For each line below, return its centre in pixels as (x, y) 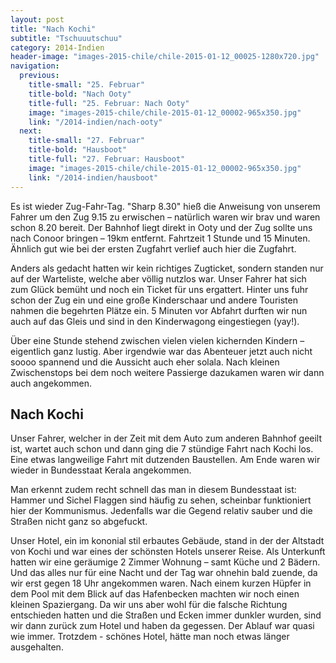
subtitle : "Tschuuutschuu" (66, 38)
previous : (39, 76)
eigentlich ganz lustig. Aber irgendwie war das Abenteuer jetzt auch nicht (161, 351)
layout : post (37, 19)
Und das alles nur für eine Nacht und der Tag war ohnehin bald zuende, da (164, 573)
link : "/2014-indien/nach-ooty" (95, 122)
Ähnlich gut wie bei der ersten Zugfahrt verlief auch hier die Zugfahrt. (153, 248)
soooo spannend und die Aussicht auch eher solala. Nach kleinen (145, 362)
